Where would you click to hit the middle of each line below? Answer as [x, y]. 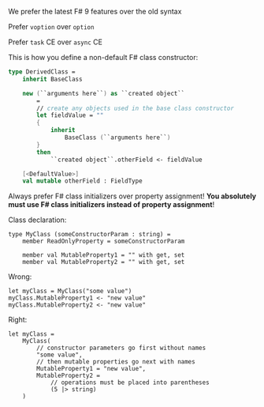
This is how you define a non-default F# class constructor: [103, 57]
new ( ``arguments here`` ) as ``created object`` [104, 93]
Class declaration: [37, 220]
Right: [18, 320]
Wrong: [20, 277]
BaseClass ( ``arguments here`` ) [117, 138]
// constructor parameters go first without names [121, 348]
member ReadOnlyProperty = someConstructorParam [104, 241]
